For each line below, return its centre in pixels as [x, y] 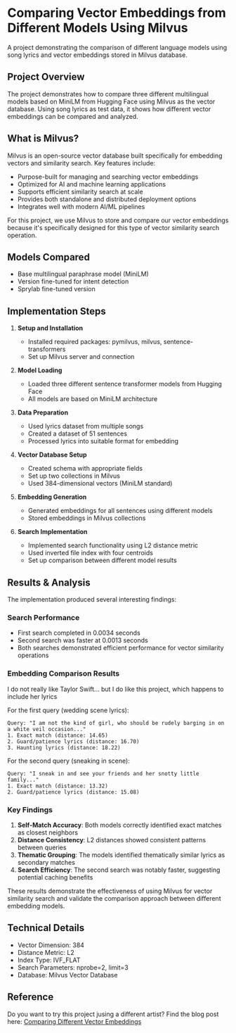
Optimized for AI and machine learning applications [92, 184]
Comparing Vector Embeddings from [117, 13]
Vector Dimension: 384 [51, 945]
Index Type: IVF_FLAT [49, 960]
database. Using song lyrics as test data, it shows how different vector [109, 109]
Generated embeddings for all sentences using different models [120, 511]
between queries [42, 847]
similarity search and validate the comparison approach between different [114, 898]
